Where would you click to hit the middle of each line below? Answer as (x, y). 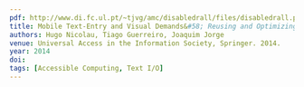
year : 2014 (30, 52)
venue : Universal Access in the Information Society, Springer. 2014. (145, 43)
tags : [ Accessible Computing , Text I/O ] (87, 69)
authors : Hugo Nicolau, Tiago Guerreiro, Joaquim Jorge (117, 34)
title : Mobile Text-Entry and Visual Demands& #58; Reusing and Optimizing (153, 26)
